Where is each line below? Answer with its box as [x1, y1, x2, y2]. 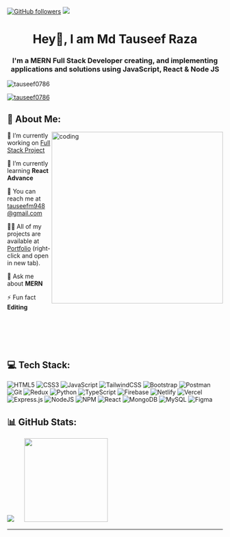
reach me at [7, 194, 41, 203]
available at [7, 237, 40, 245]
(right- [32, 244, 51, 253]
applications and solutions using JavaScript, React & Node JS [10, 65, 220, 74]
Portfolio [7, 244, 31, 253]
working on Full [7, 139, 51, 147]
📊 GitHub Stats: [7, 416, 77, 428]
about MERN [7, 279, 43, 288]
